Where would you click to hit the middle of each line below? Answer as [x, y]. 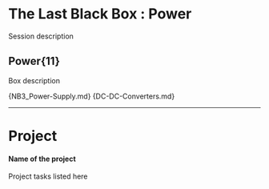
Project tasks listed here [48, 176]
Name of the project [42, 159]
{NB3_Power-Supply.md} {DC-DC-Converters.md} [92, 96]
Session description [41, 36]
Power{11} [34, 61]
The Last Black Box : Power [100, 14]
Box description [34, 80]
